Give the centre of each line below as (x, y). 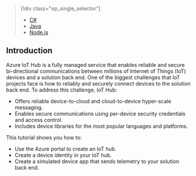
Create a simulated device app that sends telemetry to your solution (97, 161)
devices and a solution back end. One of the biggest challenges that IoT (93, 77)
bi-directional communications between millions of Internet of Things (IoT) (96, 71)
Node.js (39, 32)
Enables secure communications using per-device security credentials (100, 113)
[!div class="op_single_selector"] (61, 9)
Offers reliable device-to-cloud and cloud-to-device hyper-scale (93, 101)
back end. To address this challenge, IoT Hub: (62, 90)
